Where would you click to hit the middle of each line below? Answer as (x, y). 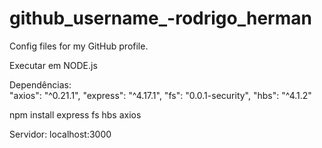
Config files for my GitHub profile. (79, 46)
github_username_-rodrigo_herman (160, 18)
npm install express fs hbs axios (75, 114)
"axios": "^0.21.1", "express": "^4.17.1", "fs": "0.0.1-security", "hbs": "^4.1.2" (160, 95)
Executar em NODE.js (53, 65)
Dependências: (40, 84)
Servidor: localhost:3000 (60, 134)
